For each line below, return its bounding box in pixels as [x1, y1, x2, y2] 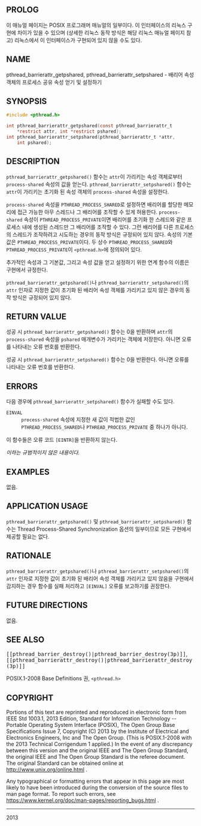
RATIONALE [6, 550, 52, 561]
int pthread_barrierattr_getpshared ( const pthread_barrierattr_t [6, 123, 172, 129]
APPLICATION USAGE [6, 501, 89, 511]
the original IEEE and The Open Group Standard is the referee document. [6, 753, 185, 761]
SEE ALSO [6, 635, 45, 645]
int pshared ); [17, 139, 52, 146]
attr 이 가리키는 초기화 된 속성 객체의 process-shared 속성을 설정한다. [6, 188, 169, 195]
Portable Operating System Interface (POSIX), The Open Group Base [6, 722, 175, 729]
